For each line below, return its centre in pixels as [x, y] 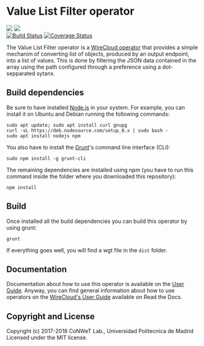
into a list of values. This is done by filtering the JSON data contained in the [101, 60]
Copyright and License [51, 316]
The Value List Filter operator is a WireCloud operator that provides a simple [102, 47]
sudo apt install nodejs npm [43, 136]
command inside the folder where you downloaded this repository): [91, 176]
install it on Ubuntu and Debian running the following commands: [88, 114]
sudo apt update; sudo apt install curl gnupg [67, 125]
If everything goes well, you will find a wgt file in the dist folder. [87, 250]
